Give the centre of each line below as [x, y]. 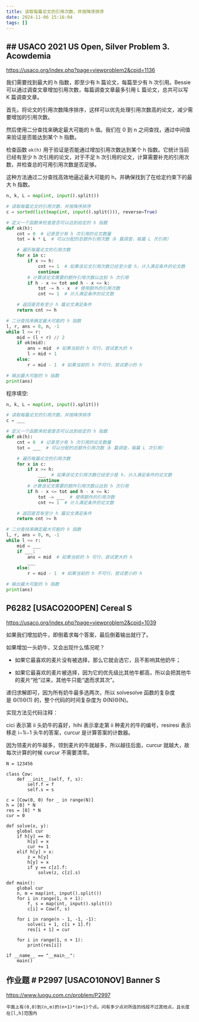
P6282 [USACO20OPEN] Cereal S [69, 608]
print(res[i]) [45, 945]
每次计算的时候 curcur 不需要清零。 [49, 752]
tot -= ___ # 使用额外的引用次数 [76, 497]
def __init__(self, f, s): [50, 779]
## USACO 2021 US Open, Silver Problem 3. [88, 47]
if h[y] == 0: [34, 836]
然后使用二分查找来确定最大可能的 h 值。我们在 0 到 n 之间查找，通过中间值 [98, 130]
